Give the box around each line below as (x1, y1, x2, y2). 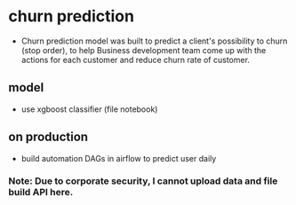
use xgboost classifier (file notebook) (20, 104, 158, 114)
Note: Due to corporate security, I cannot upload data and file (8, 175, 278, 187)
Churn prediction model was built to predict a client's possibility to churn (20, 35, 288, 46)
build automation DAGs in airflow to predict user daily (20, 153, 217, 163)
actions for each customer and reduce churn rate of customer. (20, 54, 251, 65)
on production (8, 130, 89, 145)
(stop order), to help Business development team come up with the (20, 44, 267, 55)
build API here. (8, 186, 74, 199)
